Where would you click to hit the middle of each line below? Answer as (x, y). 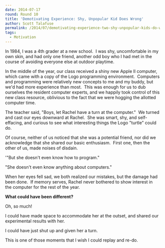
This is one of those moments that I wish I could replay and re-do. (72, 240)
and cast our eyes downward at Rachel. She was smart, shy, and (71, 117)
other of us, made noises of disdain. (41, 148)
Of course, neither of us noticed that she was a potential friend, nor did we (81, 137)
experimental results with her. (35, 221)
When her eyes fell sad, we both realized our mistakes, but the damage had (82, 177)
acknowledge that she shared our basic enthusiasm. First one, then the (78, 142)
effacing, (14, 123)
